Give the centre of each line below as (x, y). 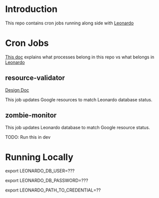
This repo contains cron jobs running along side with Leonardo (70, 23)
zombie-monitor (31, 115)
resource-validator (35, 78)
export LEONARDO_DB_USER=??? (40, 171)
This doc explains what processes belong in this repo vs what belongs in (80, 57)
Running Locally (39, 157)
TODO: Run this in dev (28, 137)
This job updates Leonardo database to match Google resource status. (78, 127)
